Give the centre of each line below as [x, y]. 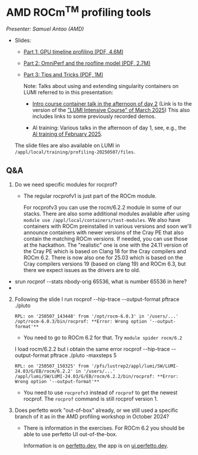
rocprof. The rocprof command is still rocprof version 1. [90, 399]
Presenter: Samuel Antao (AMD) [45, 29]
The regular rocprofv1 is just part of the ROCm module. [90, 196]
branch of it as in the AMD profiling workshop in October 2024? [92, 417]
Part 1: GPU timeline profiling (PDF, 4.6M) [73, 52]
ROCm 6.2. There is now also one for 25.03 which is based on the [103, 258]
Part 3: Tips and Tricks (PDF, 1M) [63, 75]
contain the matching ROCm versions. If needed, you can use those [105, 239]
